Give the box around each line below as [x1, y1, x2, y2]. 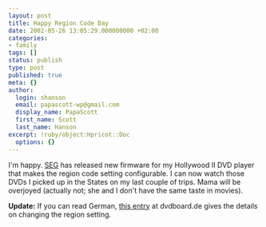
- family [8, 42, 38, 50]
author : [8, 86, 34, 94]
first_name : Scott [15, 116, 77, 124]
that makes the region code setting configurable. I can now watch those [8, 169, 245, 178]
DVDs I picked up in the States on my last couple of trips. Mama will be [8, 177, 241, 186]
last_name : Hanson [15, 123, 77, 131]
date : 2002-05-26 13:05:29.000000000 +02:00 [8, 26, 159, 34]
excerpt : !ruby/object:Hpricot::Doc [8, 130, 130, 138]
